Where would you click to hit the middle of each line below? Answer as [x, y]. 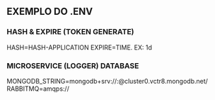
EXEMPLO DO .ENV [50, 12]
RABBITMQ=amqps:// [38, 89]
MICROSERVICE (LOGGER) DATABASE [73, 65]
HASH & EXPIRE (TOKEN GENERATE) [70, 32]
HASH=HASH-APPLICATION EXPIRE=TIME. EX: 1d [80, 47]
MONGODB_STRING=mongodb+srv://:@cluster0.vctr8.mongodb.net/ [107, 81]
